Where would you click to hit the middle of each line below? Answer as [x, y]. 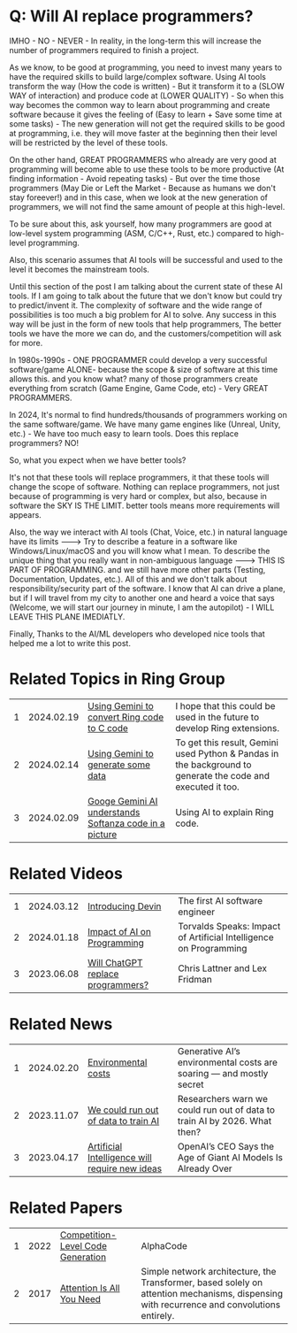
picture [102, 834]
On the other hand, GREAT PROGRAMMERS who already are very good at [143, 159]
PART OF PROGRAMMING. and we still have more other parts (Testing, [137, 569]
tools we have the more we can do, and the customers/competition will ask [145, 333]
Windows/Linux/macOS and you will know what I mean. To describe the [140, 551]
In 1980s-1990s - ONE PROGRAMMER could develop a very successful [138, 359]
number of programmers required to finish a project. [104, 50]
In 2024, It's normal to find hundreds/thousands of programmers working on [148, 414]
